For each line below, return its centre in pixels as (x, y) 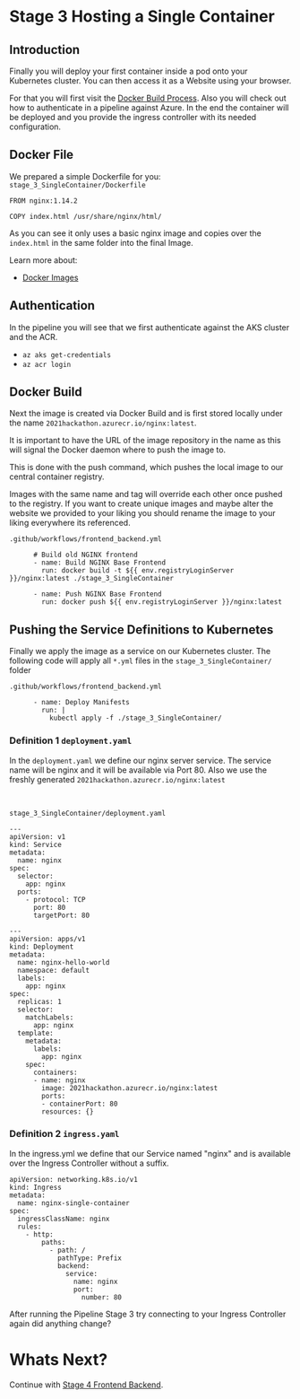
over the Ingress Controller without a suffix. (89, 1163)
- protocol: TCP (56, 899)
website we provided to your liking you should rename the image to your (142, 513)
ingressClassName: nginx (64, 1219)
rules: (30, 1227)
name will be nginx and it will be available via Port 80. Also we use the (138, 770)
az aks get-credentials (67, 355)
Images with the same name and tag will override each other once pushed (146, 494)
